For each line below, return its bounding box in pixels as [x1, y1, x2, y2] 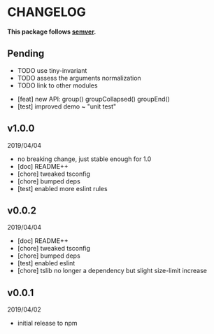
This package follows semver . [7, 27, 97, 36]
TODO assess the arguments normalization [17, 74, 141, 82]
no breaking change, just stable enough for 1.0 [17, 155, 152, 163]
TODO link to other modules [17, 81, 98, 90]
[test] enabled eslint [17, 259, 76, 267]
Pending [7, 48, 45, 60]
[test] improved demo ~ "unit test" [17, 102, 117, 111]
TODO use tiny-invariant [17, 66, 87, 74]
